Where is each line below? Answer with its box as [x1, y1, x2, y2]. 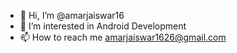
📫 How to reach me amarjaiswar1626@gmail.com [19, 31, 227, 43]
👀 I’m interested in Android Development [19, 20, 187, 32]
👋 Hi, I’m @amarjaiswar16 [19, 10, 125, 21]
